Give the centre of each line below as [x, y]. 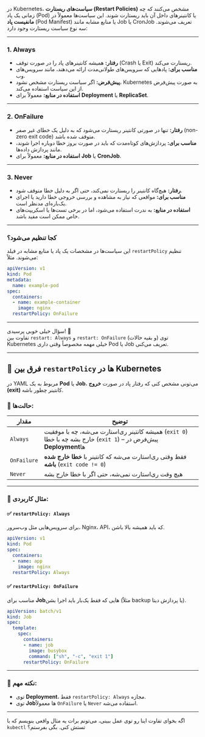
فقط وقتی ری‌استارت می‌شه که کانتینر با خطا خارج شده [115, 457]
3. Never [20, 177]
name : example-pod [36, 285]
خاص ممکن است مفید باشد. [47, 216]
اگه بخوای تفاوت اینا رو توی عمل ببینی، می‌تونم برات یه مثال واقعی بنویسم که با [96, 721]
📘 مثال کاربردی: [28, 499]
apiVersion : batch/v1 [34, 611]
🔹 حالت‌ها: [20, 406]
